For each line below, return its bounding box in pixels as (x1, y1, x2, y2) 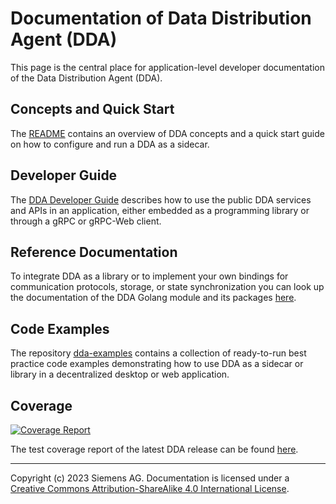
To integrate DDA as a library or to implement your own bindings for (10, 270, 289, 282)
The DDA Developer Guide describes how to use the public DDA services (10, 193, 312, 206)
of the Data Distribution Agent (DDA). (10, 72, 163, 84)
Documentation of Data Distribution (10, 7, 312, 30)
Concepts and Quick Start (10, 101, 175, 118)
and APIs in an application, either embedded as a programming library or (10, 204, 310, 216)
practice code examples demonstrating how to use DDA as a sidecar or (10, 358, 304, 370)
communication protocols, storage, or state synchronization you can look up (10, 281, 325, 293)
